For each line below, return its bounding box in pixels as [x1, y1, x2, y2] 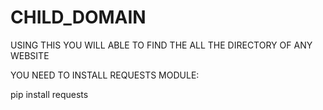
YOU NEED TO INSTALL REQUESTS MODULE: [10, 69, 200, 81]
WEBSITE [10, 49, 50, 61]
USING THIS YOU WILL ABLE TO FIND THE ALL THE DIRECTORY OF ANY [10, 39, 313, 51]
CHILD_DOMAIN [10, 6, 147, 29]
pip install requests [10, 88, 89, 100]
